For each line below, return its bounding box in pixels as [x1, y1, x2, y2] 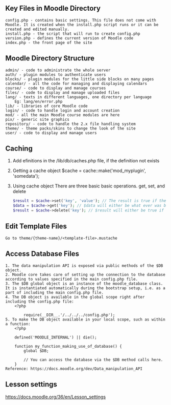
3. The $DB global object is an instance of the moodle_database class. [5, 281, 163, 286]
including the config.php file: [5, 299, 74, 304]
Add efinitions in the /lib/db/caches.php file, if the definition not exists [12, 158, 160, 164]
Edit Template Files [5, 222, 67, 231]
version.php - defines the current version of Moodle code [5, 35, 134, 40]
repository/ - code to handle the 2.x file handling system [5, 121, 136, 126]
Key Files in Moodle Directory [5, 4, 101, 13]
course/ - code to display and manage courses [5, 86, 106, 91]
